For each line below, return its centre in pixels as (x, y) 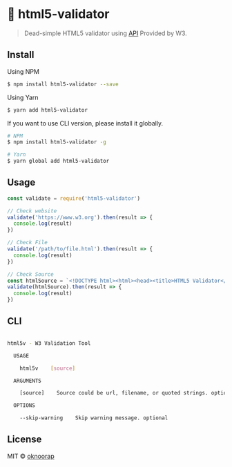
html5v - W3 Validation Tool (49, 343)
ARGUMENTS (27, 381)
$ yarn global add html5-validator (58, 161)
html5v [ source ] (48, 368)
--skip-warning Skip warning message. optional (94, 418)
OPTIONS (25, 406)
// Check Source (30, 274)
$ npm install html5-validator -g (57, 142)
